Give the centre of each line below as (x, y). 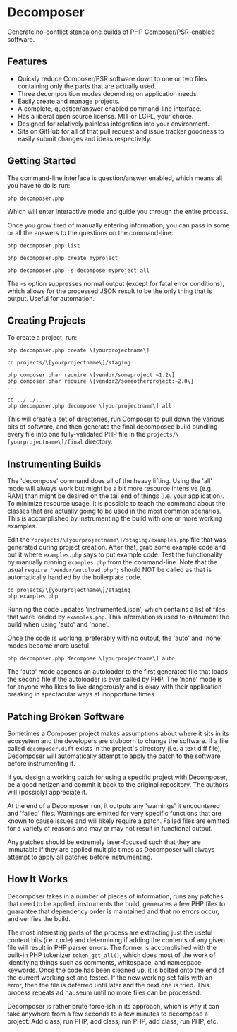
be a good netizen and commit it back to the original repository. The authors (118, 784)
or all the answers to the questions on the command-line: (90, 232)
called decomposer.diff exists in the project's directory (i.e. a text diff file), (115, 748)
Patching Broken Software (66, 717)
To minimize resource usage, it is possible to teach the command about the (116, 504)
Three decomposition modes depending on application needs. (108, 93)
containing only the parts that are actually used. (87, 86)
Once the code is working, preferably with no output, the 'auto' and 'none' (115, 638)
